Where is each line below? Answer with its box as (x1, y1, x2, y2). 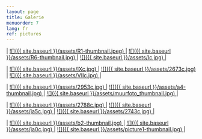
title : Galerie (6, 14, 44, 20)
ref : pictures (6, 31, 42, 37)
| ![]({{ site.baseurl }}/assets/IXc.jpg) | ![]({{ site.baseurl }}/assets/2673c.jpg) (6, 65, 197, 72)
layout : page (6, 8, 39, 15)
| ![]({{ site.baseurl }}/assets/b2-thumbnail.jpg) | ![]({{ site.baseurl (6, 119, 169, 126)
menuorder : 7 (6, 20, 39, 26)
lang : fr (6, 25, 28, 32)
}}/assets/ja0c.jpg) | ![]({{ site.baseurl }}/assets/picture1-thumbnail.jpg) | (6, 126, 186, 133)
